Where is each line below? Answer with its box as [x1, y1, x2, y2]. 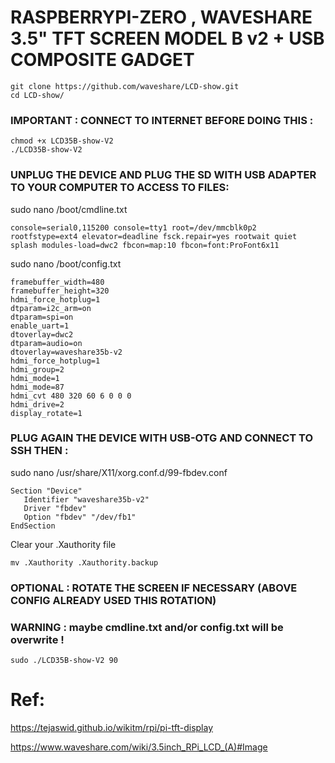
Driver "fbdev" [23, 503, 87, 513]
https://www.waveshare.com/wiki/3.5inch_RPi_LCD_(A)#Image [10, 741, 268, 753]
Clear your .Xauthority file [10, 538, 117, 550]
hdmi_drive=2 [10, 399, 65, 410]
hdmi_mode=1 [10, 373, 60, 383]
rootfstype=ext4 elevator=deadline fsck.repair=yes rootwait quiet [10, 231, 298, 241]
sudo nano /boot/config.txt [10, 257, 122, 270]
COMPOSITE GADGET [10, 49, 195, 71]
